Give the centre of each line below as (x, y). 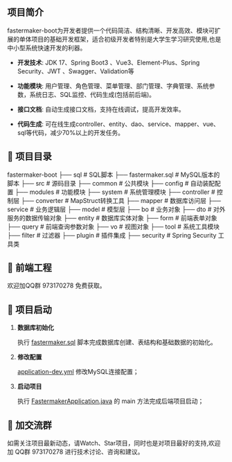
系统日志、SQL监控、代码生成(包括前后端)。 (92, 94)
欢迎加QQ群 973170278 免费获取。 (56, 285)
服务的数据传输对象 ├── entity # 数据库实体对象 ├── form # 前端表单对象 (112, 217)
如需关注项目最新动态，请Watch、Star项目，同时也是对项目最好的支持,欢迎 (114, 443)
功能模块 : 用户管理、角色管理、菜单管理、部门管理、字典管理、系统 (113, 86)
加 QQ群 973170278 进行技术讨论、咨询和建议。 (75, 452)
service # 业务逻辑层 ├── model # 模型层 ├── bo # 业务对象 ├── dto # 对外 (116, 209)
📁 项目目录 (29, 157)
